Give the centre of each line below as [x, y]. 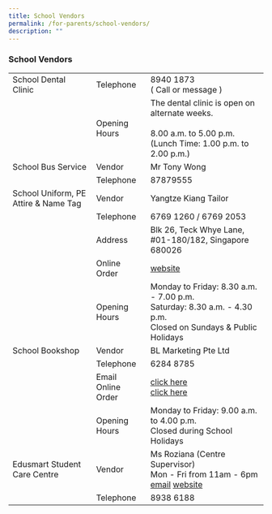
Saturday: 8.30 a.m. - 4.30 [201, 307]
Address [112, 240]
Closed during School [191, 430]
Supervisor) [173, 464]
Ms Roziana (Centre [188, 454]
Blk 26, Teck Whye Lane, [198, 230]
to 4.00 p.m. [173, 421]
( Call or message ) [186, 89]
